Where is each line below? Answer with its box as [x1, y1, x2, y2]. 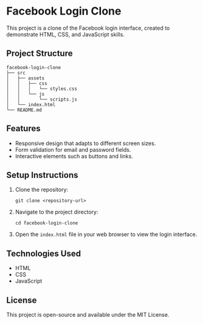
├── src [6, 70, 26, 76]
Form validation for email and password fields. [15, 146, 131, 153]
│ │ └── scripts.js [6, 96, 78, 103]
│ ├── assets [6, 75, 45, 81]
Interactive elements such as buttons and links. [15, 152, 134, 160]
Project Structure [6, 49, 73, 59]
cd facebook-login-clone [15, 220, 78, 226]
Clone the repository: [15, 186, 69, 194]
